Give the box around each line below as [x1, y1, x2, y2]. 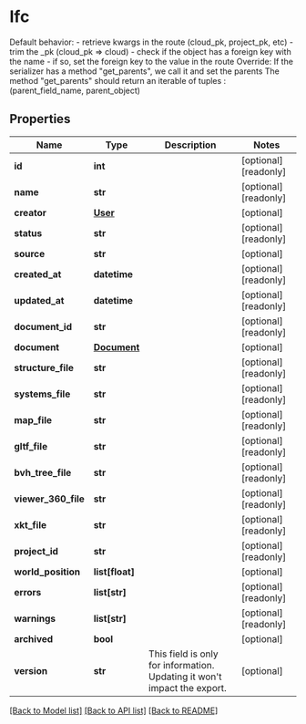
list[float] [93, 565, 135, 578]
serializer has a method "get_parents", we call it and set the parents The [9, 66, 280, 77]
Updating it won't [148, 670, 222, 683]
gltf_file [14, 440, 48, 452]
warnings [14, 612, 56, 625]
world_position [14, 565, 80, 578]
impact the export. [148, 681, 228, 694]
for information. [148, 658, 215, 671]
